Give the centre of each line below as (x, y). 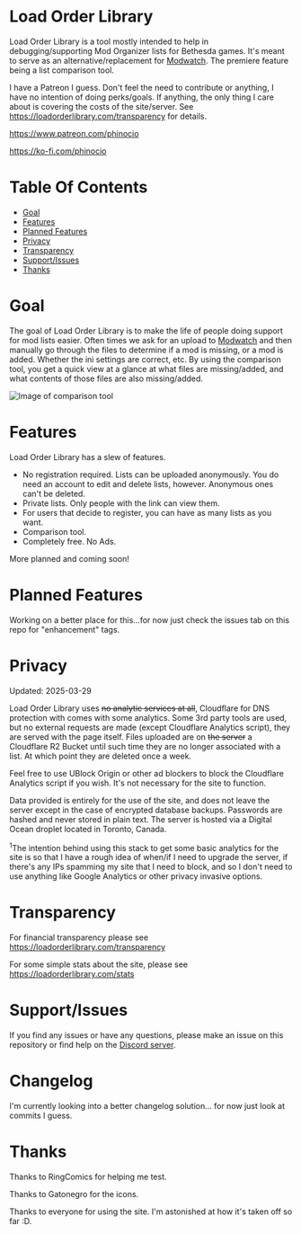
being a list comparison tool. (62, 70)
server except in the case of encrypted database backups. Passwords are (146, 810)
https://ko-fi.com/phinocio (58, 151)
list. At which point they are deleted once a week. (100, 756)
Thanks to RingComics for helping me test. (89, 1177)
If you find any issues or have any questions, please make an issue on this (146, 1035)
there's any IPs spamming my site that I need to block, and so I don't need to (151, 867)
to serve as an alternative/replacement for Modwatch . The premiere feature (149, 60)
